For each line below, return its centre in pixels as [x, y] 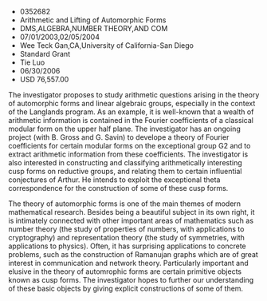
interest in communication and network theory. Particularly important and [128, 263]
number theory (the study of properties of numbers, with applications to [126, 229]
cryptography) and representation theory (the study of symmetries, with [127, 238]
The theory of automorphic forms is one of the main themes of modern [125, 204]
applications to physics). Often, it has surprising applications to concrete [128, 246]
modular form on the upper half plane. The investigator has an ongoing [124, 129]
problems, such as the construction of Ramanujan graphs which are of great [133, 254]
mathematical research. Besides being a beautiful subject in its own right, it [132, 212]
